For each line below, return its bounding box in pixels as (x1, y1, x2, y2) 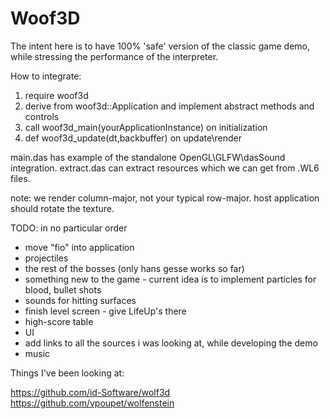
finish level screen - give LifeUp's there (24, 305, 187, 317)
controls (24, 110, 60, 122)
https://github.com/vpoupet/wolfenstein (10, 397, 175, 409)
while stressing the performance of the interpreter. (10, 50, 219, 62)
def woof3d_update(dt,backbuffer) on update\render (24, 132, 242, 144)
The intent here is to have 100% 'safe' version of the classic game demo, (10, 40, 311, 52)
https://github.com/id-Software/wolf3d (10, 386, 171, 398)
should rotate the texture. (10, 202, 115, 214)
